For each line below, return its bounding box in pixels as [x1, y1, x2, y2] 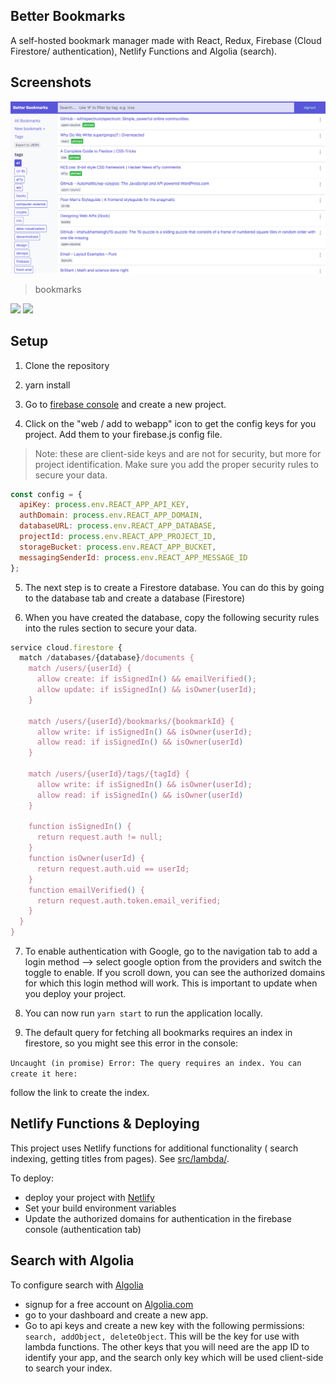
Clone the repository [24, 359, 110, 371]
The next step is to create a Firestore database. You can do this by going [24, 581, 325, 593]
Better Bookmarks [10, 8, 126, 25]
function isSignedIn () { [28, 822, 132, 832]
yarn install [24, 379, 71, 391]
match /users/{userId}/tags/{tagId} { [28, 769, 190, 779]
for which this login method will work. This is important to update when [24, 977, 318, 989]
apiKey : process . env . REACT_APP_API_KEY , [19, 500, 190, 510]
